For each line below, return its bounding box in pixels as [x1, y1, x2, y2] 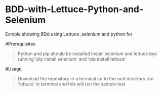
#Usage [5, 66, 22, 72]
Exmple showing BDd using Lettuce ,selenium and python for [5, 31, 133, 37]
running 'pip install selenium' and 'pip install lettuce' [17, 56, 127, 62]
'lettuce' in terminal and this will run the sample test [17, 81, 126, 87]
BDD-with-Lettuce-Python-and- [5, 4, 144, 15]
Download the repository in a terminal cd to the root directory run [17, 75, 154, 81]
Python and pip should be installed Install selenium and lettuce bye [17, 51, 157, 57]
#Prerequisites [5, 40, 36, 47]
